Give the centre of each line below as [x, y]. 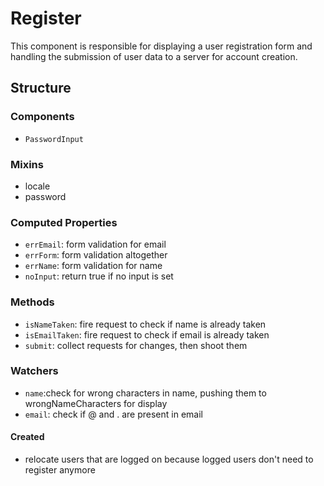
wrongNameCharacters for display [96, 403]
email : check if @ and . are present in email [113, 414]
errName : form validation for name [93, 266]
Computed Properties [64, 222]
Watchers [34, 371]
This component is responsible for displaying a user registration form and [161, 46]
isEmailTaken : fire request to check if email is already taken [147, 334]
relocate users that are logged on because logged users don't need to [169, 459]
